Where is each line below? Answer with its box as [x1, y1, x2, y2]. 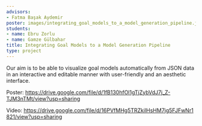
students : [6, 25, 31, 32]
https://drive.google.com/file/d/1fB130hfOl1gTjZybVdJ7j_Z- [25, 88, 171, 96]
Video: [6, 106, 23, 114]
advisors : [6, 8, 31, 15]
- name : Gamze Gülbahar [6, 37, 66, 43]
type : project [6, 48, 42, 54]
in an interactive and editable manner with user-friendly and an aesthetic [6, 70, 186, 78]
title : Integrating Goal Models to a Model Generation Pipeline [6, 43, 171, 49]
